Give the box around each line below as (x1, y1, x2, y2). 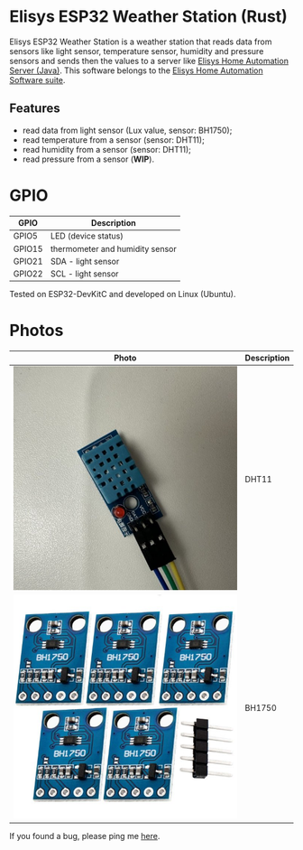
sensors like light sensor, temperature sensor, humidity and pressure (9, 45, 264, 56)
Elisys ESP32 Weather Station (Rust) (9, 6, 289, 27)
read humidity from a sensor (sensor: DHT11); (22, 144, 191, 154)
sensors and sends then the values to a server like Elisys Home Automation (9, 55, 289, 66)
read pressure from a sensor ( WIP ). (22, 154, 155, 164)
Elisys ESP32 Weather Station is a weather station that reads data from (9, 36, 272, 47)
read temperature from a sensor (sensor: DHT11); (22, 134, 205, 145)
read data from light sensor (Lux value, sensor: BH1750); (22, 125, 233, 135)
